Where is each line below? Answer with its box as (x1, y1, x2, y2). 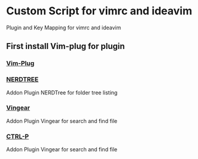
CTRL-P (6, 132, 29, 140)
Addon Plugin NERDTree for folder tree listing (6, 88, 118, 96)
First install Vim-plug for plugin (6, 41, 125, 51)
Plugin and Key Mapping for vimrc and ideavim (6, 24, 121, 31)
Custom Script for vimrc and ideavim (6, 4, 193, 18)
